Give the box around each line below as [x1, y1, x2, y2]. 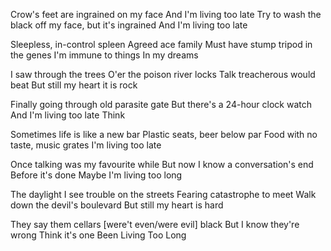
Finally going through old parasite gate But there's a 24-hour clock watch [10, 99, 312, 110]
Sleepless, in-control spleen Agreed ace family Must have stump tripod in [10, 39, 313, 50]
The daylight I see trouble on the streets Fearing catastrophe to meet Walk [10, 189, 317, 200]
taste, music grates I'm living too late [10, 139, 162, 151]
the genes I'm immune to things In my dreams [10, 49, 199, 61]
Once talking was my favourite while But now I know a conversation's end [10, 159, 314, 170]
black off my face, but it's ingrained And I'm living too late [10, 19, 248, 31]
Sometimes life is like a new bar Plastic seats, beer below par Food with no [10, 129, 318, 140]
